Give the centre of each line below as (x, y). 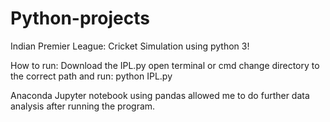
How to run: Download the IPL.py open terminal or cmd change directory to (165, 65)
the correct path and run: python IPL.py (91, 76)
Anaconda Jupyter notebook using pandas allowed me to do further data (160, 95)
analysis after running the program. (83, 106)
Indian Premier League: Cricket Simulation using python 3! (130, 46)
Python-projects (80, 18)
